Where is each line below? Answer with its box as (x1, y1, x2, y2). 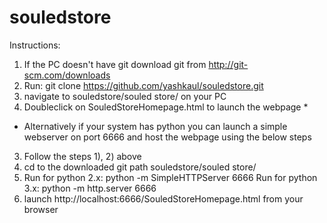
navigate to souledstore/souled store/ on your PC (23, 90, 227, 102)
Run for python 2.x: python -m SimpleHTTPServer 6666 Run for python (23, 171, 318, 183)
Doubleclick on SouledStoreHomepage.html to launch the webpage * (23, 101, 309, 113)
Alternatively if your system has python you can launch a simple (23, 120, 288, 132)
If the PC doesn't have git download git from (23, 58, 207, 70)
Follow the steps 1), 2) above (23, 150, 142, 162)
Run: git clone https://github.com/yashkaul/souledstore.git (23, 79, 264, 91)
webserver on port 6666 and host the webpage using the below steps (23, 131, 312, 143)
